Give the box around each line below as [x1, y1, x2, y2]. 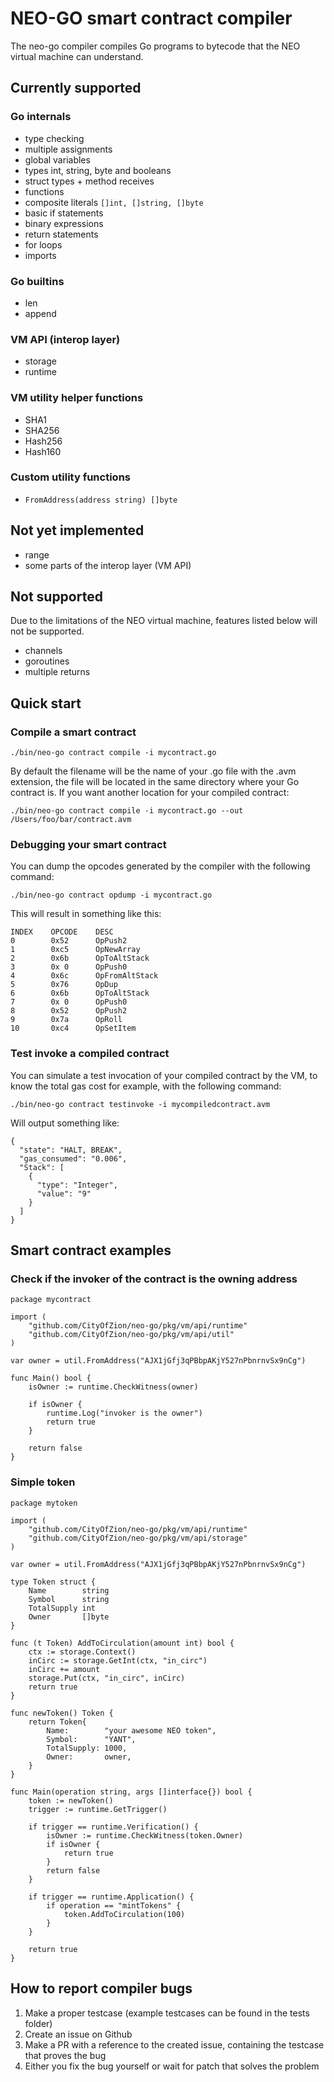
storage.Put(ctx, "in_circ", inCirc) [28, 1673, 186, 1683]
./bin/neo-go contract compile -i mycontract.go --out [10, 806, 244, 816]
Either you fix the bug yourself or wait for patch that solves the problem [24, 2060, 320, 2072]
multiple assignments [24, 143, 113, 155]
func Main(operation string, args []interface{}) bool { [10, 1787, 253, 1797]
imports [24, 249, 57, 261]
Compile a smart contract [10, 725, 137, 739]
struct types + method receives [24, 175, 155, 187]
